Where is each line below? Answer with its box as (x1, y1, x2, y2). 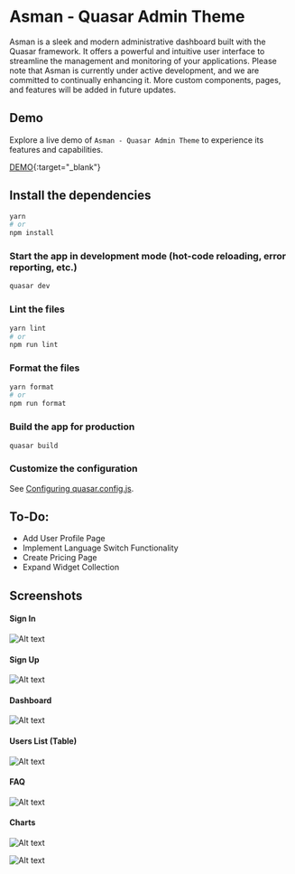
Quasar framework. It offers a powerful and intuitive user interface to (9, 45, 265, 56)
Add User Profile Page (22, 533, 106, 544)
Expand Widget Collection (22, 562, 120, 573)
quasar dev (9, 282, 51, 291)
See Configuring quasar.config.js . (9, 483, 134, 493)
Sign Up (9, 653, 40, 665)
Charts (9, 817, 36, 828)
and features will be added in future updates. (9, 84, 177, 95)
